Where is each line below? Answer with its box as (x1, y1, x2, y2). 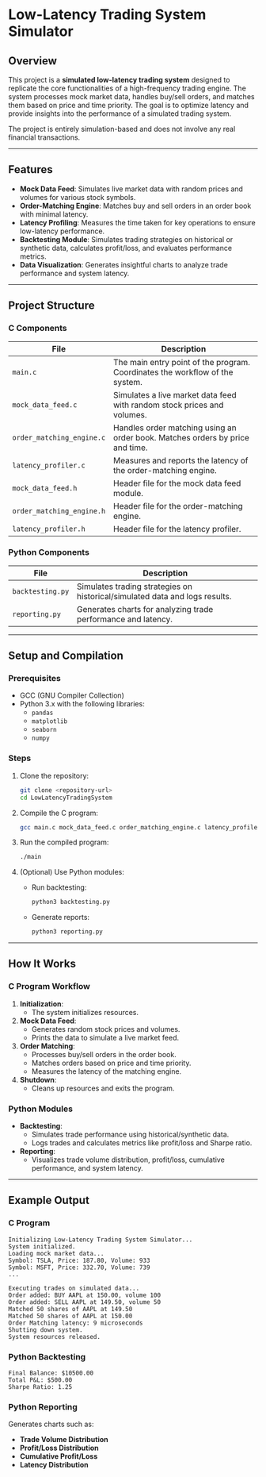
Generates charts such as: (8, 1419, 94, 1429)
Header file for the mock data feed (113, 478, 241, 489)
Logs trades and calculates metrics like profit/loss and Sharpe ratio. (31, 1138, 253, 1148)
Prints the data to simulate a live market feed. (31, 1033, 180, 1042)
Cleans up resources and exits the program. (31, 1083, 175, 1093)
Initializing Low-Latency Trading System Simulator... (8, 1236, 193, 1244)
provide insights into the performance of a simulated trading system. (8, 109, 232, 118)
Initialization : (19, 998, 64, 1009)
